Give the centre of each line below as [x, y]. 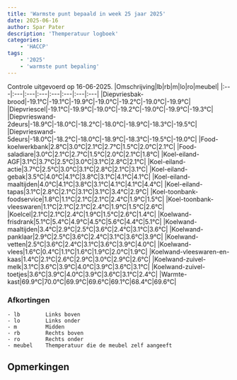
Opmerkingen [38, 367]
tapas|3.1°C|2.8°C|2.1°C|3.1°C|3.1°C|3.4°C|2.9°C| [78, 191]
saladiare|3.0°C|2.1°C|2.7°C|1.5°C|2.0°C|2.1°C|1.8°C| [83, 154]
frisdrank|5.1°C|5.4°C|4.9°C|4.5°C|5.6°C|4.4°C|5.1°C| [85, 221]
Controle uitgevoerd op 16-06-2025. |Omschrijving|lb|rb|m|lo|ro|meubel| [113, 86]
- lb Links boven [44, 314]
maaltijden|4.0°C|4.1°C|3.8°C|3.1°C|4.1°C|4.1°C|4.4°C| [85, 184]
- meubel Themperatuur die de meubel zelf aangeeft [90, 345]
